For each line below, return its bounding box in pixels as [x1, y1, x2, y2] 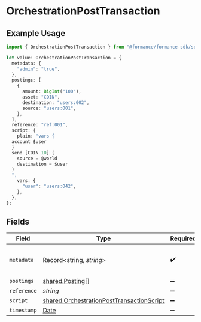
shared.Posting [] [42, 277, 90, 285]
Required [170, 234, 197, 243]
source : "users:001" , [22, 105, 77, 111]
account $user [11, 139, 47, 145]
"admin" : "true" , [17, 66, 60, 72]
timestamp [9, 307, 37, 314]
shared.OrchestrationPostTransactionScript [42, 296, 165, 305]
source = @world [17, 155, 58, 162]
